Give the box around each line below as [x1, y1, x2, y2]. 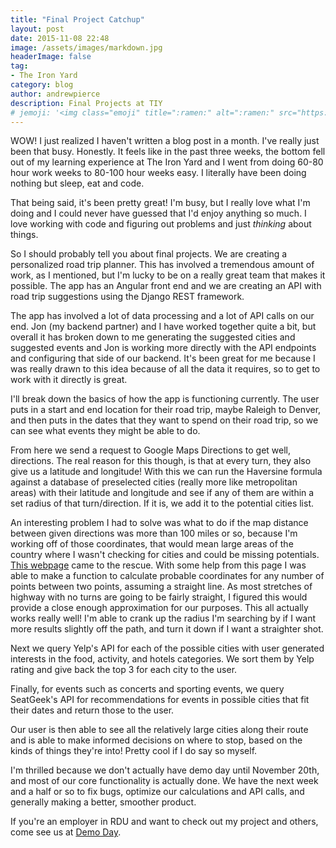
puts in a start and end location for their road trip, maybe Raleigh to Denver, [10, 404, 322, 416]
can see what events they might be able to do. [10, 425, 201, 437]
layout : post [10, 24, 65, 34]
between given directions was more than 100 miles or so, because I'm [10, 527, 298, 540]
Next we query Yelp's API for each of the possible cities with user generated [10, 642, 325, 655]
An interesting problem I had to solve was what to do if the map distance [10, 517, 309, 529]
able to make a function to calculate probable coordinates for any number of [10, 570, 325, 582]
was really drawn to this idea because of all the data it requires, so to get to [10, 363, 321, 375]
